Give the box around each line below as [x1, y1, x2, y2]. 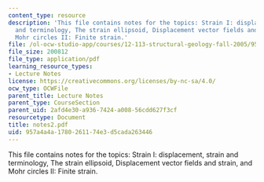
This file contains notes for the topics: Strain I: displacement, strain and [8, 150, 239, 159]
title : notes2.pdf [8, 121, 68, 129]
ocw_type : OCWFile [8, 84, 68, 93]
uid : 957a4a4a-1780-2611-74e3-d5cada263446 [8, 128, 153, 136]
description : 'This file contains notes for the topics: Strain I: [8, 19, 234, 27]
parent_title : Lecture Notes [8, 92, 104, 100]
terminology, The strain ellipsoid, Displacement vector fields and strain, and [8, 158, 253, 167]
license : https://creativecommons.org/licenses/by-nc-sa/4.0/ [8, 77, 216, 85]
